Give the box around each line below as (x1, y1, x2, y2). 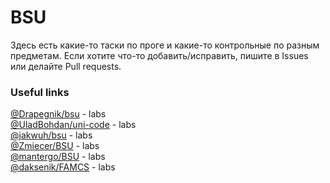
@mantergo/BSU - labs (10, 151, 106, 163)
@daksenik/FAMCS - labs (10, 161, 116, 173)
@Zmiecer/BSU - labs (10, 140, 100, 152)
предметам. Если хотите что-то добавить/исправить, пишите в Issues (10, 49, 309, 61)
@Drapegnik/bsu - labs (10, 108, 107, 120)
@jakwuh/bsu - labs (10, 129, 93, 141)
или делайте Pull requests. (10, 60, 122, 72)
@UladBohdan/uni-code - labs (10, 119, 137, 131)
